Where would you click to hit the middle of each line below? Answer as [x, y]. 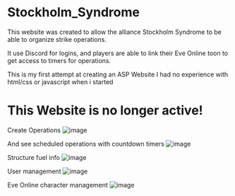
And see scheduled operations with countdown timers [86, 144]
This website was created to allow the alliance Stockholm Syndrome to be [115, 32]
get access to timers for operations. [59, 60]
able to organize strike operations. [57, 39]
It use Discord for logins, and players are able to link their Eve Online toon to [117, 53]
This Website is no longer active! [105, 111]
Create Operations [34, 130]
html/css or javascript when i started [60, 81]
